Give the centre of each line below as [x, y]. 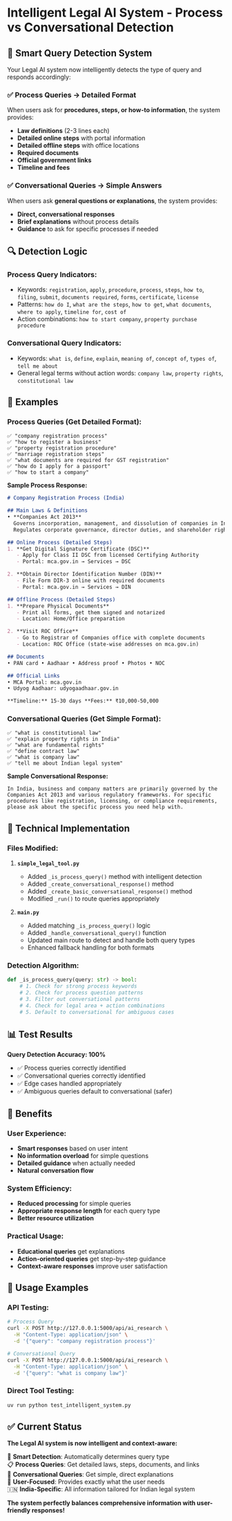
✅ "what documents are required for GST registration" [88, 461]
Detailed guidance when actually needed [76, 1163]
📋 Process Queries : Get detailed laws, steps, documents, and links [104, 1465]
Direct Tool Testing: [41, 1391]
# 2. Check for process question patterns [81, 993]
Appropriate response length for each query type [89, 1211]
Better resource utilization [56, 1218]
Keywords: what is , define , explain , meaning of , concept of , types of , [117, 358]
